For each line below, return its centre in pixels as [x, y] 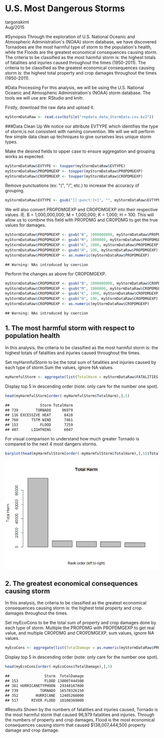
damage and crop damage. [32, 730]
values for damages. [26, 225]
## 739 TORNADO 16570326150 [44, 691]
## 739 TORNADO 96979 [39, 410]
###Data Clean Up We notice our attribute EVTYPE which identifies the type [82, 126]
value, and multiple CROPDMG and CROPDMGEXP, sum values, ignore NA [80, 633]
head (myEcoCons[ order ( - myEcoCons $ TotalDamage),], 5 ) [59, 667]
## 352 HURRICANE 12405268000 [44, 696]
